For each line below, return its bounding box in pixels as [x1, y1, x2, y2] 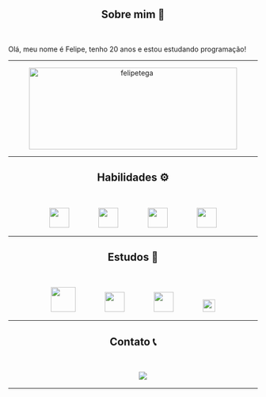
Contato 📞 [109, 334, 157, 349]
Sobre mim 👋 [101, 8, 165, 21]
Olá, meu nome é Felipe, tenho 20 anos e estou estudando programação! [8, 44, 247, 54]
